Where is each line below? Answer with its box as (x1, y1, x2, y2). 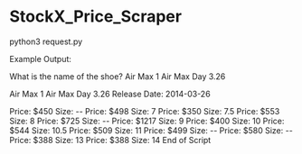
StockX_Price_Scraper (9, 6, 183, 27)
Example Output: (9, 53, 72, 64)
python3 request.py (9, 36, 83, 47)
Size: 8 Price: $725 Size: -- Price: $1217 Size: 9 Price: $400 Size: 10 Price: (9, 115, 285, 126)
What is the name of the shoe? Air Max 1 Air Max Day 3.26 (9, 70, 226, 82)
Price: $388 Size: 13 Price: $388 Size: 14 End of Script (9, 134, 212, 145)
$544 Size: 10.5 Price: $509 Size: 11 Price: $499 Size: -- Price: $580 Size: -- (9, 124, 294, 136)
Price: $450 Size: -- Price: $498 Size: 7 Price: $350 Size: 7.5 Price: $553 (9, 105, 280, 116)
